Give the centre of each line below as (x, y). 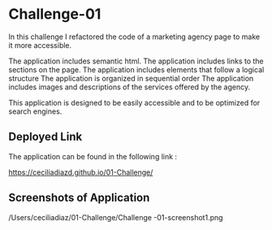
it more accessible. (40, 45)
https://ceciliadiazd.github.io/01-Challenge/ (81, 172)
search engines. (35, 111)
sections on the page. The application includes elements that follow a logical (136, 69)
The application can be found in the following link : (93, 156)
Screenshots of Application (79, 198)
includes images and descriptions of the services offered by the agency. (129, 87)
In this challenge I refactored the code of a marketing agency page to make (134, 37)
